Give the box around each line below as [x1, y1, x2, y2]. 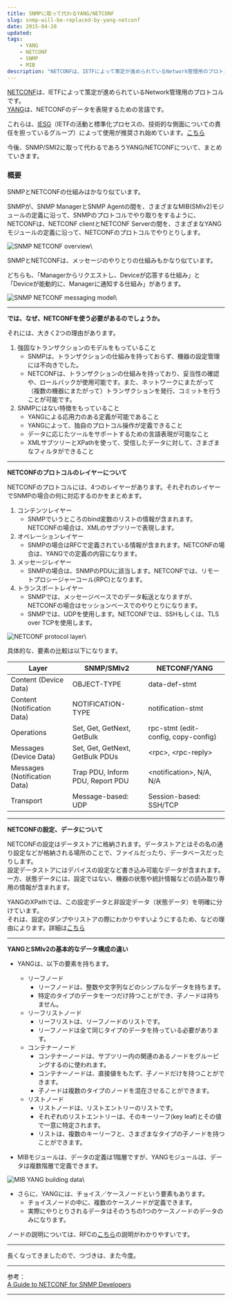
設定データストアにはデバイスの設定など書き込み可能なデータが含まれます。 [7, 865, 224, 874]
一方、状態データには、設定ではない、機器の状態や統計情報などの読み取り [7, 874, 219, 883]
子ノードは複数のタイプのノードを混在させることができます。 [37, 1086, 213, 1095]
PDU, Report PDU [72, 776, 129, 785]
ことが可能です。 [27, 395, 76, 403]
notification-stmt [148, 703, 204, 713]
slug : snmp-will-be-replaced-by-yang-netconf [7, 17, 140, 23]
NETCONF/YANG [156, 663, 213, 673]
